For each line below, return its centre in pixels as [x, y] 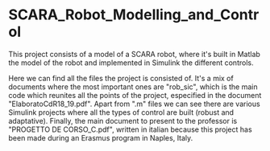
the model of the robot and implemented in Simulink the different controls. [131, 63]
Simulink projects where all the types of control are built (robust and [121, 112]
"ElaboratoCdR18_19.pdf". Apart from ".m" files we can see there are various [134, 104]
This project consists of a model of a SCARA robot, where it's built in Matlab [134, 54]
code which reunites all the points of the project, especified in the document [135, 95]
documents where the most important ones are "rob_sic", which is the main [133, 87]
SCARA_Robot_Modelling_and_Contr [134, 15]
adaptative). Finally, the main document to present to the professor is [123, 120]
